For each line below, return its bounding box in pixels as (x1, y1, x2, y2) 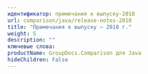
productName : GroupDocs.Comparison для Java (7, 50, 142, 57)
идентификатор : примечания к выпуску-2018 (7, 10, 135, 18)
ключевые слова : (7, 43, 55, 50)
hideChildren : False (7, 56, 69, 63)
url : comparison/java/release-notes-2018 (7, 17, 132, 24)
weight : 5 (7, 30, 37, 37)
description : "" (7, 37, 55, 44)
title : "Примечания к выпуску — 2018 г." (7, 23, 132, 30)
